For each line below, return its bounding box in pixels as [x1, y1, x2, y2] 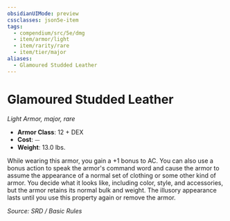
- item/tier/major [13, 49, 67, 56]
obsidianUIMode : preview [7, 10, 79, 17]
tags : [7, 23, 23, 30]
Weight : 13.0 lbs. [17, 143, 66, 151]
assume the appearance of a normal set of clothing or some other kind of [7, 171, 217, 179]
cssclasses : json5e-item [7, 17, 79, 24]
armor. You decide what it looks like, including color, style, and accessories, [7, 178, 224, 187]
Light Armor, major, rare [7, 114, 76, 123]
